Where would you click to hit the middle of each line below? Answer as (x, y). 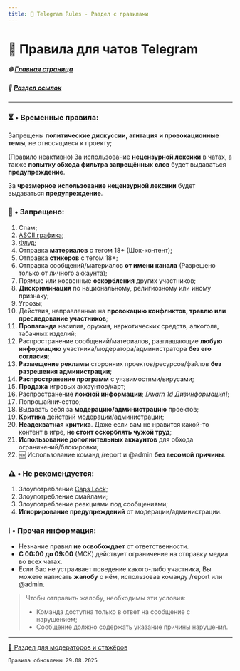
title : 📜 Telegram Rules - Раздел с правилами (78, 14)
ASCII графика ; (41, 235)
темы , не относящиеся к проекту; (60, 143)
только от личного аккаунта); (63, 273)
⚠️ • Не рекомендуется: (51, 473)
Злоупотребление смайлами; (63, 496)
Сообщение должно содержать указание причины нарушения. (132, 627)
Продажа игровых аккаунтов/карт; (72, 386)
